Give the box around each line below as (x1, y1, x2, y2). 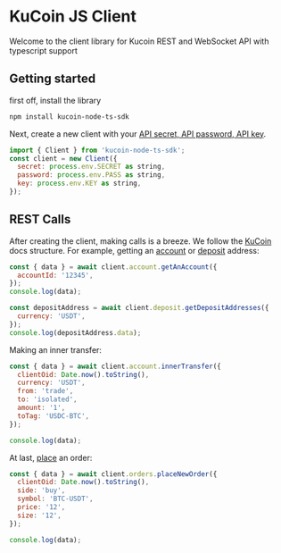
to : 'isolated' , (17, 395, 78, 404)
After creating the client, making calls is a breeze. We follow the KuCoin (9, 235, 272, 247)
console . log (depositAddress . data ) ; (9, 328, 142, 337)
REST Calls (9, 212, 71, 227)
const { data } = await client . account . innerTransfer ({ (9, 362, 221, 371)
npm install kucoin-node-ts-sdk (9, 112, 129, 121)
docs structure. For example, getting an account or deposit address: (9, 245, 260, 256)
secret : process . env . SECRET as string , (17, 163, 166, 172)
